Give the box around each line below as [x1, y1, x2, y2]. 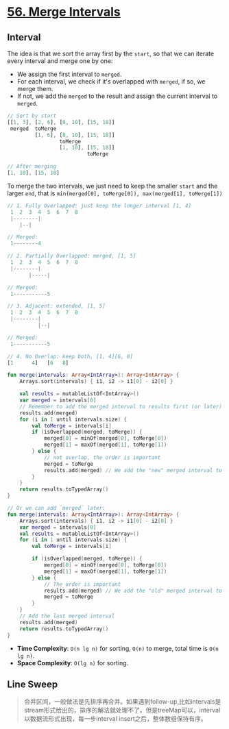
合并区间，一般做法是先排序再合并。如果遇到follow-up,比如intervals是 [23, 697, 221, 706]
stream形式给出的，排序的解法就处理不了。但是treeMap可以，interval [23, 706, 221, 715]
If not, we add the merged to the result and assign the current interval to [16, 92, 218, 100]
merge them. [16, 85, 53, 92]
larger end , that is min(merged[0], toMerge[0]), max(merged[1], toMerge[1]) [7, 189, 223, 197]
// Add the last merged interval [19, 613, 115, 619]
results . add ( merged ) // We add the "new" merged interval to [43, 467, 223, 473]
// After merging [7, 163, 57, 170]
